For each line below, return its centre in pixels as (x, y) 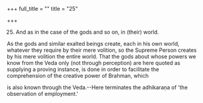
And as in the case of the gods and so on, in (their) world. (87, 32)
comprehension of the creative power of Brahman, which (78, 76)
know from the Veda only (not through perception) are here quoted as (94, 63)
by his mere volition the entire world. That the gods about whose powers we (101, 56)
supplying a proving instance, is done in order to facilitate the (83, 69)
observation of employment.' (43, 94)
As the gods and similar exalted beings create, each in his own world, (93, 44)
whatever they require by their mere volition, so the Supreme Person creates (102, 50)
